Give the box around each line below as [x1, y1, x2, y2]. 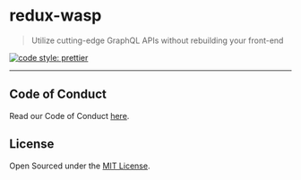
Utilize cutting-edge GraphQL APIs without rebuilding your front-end [30, 35, 284, 46]
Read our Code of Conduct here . [9, 110, 130, 121]
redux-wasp [9, 5, 102, 26]
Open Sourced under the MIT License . [9, 160, 150, 171]
